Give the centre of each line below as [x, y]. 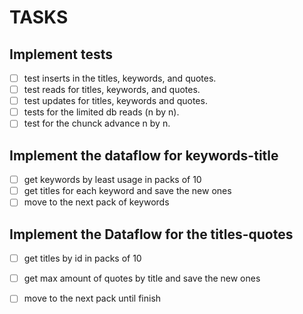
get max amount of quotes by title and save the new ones [142, 278]
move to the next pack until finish [92, 298]
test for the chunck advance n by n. [97, 123]
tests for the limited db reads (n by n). [101, 112]
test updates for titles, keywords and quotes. [115, 101]
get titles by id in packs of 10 [82, 258]
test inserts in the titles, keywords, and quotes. [120, 78]
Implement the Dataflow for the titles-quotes [151, 234]
